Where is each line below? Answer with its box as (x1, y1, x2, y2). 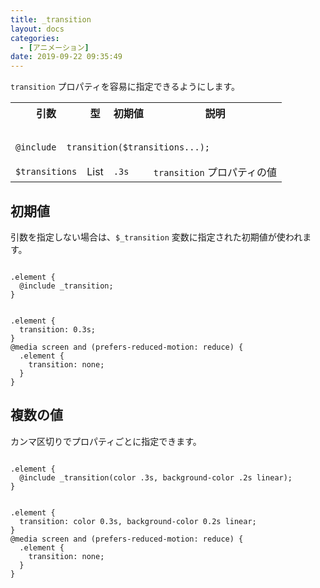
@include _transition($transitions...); (15, 142, 210, 153)
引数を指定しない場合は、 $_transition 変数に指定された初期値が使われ (10, 231, 303, 243)
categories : (10, 33, 60, 43)
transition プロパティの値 (153, 166, 278, 180)
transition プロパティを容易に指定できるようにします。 (10, 81, 241, 93)
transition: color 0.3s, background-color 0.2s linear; (19, 516, 257, 526)
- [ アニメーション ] (19, 42, 90, 53)
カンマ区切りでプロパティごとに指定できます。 (10, 435, 202, 447)
